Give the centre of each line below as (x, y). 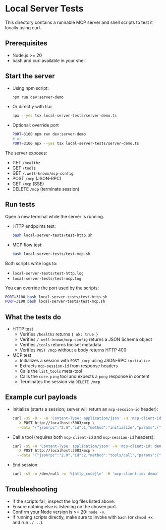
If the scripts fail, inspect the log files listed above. (64, 501)
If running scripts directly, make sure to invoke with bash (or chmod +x (83, 517)
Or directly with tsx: (32, 107)
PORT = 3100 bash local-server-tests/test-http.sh (56, 297)
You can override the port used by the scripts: (52, 288)
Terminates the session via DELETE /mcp (60, 382)
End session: (25, 465)
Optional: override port (35, 125)
